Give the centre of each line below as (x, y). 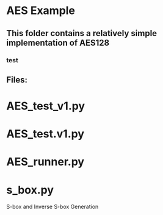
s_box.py (30, 190)
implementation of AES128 (58, 42)
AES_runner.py (45, 162)
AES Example (41, 11)
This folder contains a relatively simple (82, 33)
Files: (17, 80)
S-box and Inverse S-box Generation (53, 207)
